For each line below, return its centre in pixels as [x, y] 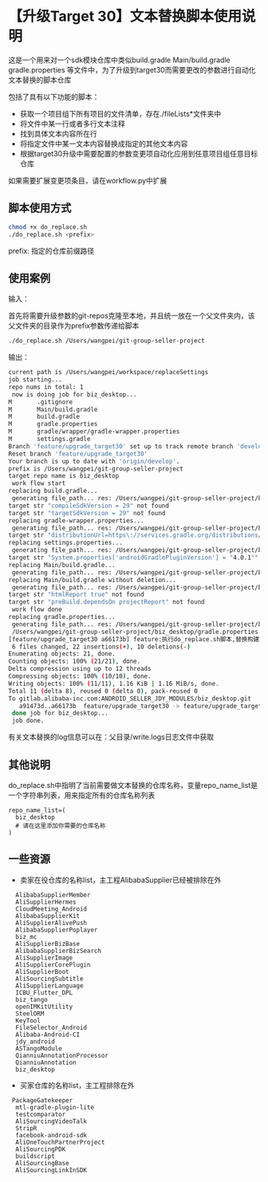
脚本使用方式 [40, 208]
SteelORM [30, 1014]
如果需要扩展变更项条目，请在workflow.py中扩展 [88, 180]
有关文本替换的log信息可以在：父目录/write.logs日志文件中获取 [111, 737]
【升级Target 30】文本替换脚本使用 [125, 16]
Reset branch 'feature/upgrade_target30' [78, 454]
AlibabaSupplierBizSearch [59, 951]
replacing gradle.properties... [62, 617]
